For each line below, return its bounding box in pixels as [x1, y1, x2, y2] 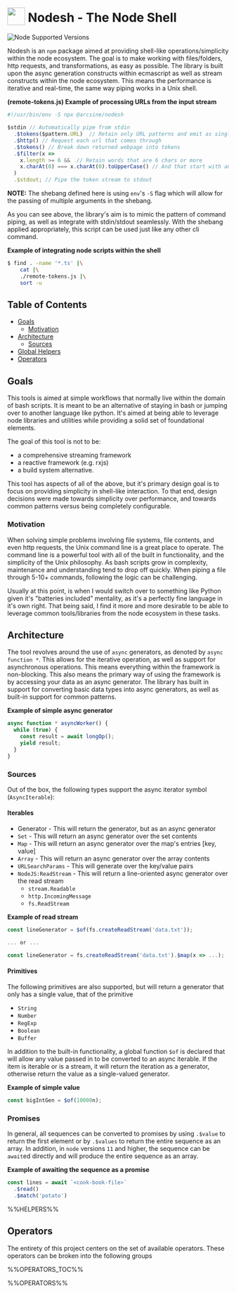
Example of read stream [7, 913, 79, 921]
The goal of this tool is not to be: [7, 437, 101, 446]
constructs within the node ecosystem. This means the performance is [7, 77, 212, 85]
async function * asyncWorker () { [7, 720, 109, 727]
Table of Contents [7, 299, 88, 311]
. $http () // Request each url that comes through [13, 137, 162, 144]
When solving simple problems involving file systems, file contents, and [7, 535, 214, 544]
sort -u [20, 279, 42, 286]
